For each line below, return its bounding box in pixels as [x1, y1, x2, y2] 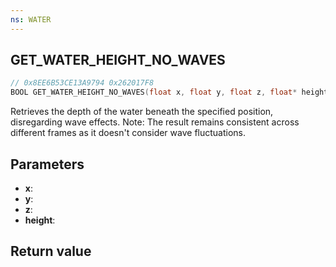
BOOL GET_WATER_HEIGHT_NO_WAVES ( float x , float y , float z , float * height [10, 87, 329, 98]
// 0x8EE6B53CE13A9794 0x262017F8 [10, 78, 155, 88]
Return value [10, 243, 92, 260]
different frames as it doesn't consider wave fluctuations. [10, 127, 247, 139]
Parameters [10, 156, 85, 173]
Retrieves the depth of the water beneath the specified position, [10, 106, 274, 118]
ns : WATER [10, 14, 52, 25]
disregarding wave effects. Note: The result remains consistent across [10, 116, 300, 128]
